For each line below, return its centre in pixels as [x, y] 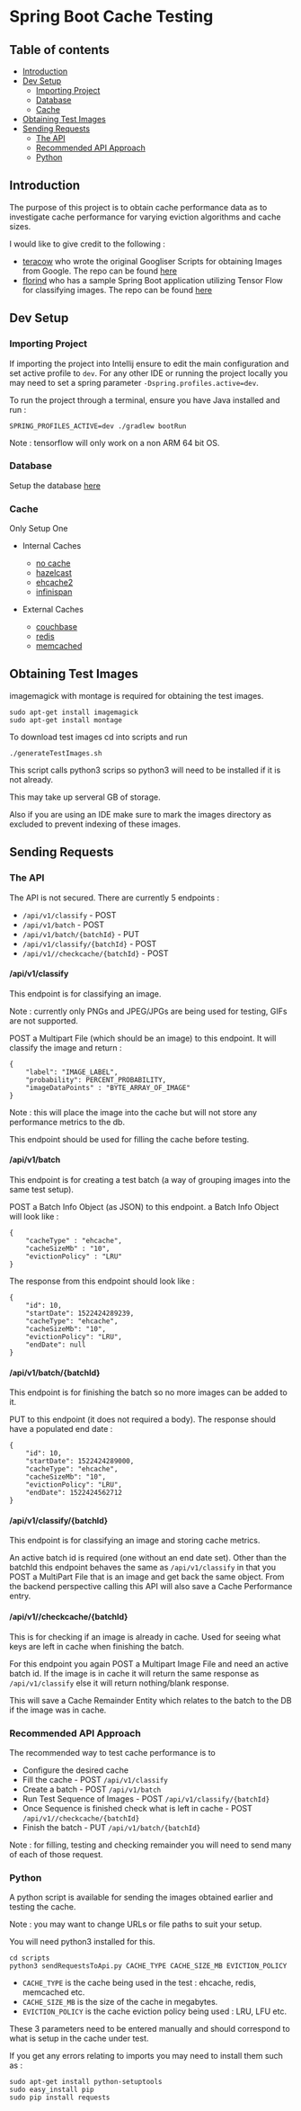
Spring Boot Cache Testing [111, 17]
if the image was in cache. [58, 1710]
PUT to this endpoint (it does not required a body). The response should [143, 1419]
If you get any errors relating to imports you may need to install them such [146, 2056]
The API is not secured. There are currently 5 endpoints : [115, 898]
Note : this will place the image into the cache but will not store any [133, 1112]
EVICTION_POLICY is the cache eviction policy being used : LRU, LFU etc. [155, 2011]
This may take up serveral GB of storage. [85, 797]
